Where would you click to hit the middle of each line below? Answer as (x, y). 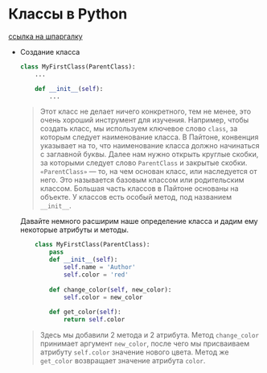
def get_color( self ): (86, 312)
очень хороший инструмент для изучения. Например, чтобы (144, 120)
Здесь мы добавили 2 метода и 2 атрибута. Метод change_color (150, 335)
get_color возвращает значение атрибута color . (123, 361)
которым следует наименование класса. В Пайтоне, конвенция (149, 137)
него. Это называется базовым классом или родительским (142, 180)
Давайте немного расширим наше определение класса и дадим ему (139, 222)
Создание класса (50, 52)
